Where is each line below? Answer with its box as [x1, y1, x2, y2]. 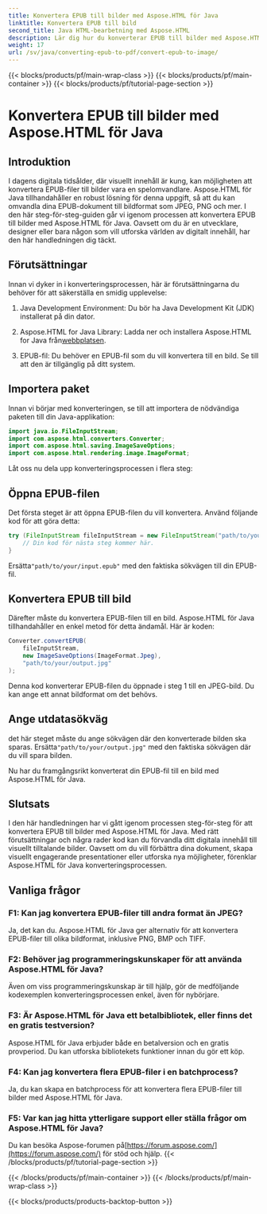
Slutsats [8, 797, 50, 810]
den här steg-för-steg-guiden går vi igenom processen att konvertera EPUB [8, 210, 256, 219]
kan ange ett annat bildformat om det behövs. [8, 689, 158, 699]
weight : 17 [8, 41, 44, 49]
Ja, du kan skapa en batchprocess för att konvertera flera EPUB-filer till [8, 1084, 242, 1093]
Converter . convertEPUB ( [8, 637, 87, 645]
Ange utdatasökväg [8, 713, 109, 726]
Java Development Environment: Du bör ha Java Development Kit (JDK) [19, 303, 255, 312]
